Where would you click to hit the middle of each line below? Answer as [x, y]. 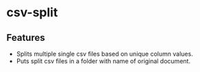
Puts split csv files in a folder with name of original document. [103, 61]
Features [26, 38]
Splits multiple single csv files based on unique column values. [104, 54]
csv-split [32, 13]
